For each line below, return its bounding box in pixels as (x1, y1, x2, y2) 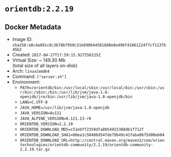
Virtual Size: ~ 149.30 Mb (12, 57, 66, 63)
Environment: (12, 79, 40, 85)
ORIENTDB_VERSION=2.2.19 (19, 122, 73, 127)
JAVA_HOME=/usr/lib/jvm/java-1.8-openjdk (19, 105, 110, 110)
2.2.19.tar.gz (19, 147, 50, 152)
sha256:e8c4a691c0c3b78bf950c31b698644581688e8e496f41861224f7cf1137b (12, 43, 166, 48)
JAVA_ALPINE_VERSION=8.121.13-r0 (19, 116, 92, 121)
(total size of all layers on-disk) (12, 63, 78, 68)
